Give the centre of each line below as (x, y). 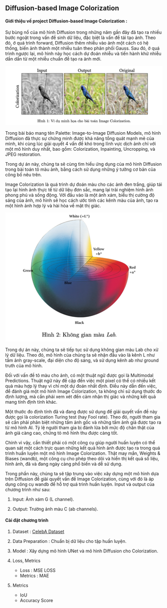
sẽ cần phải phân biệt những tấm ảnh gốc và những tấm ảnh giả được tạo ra (83, 422)
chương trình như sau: (28, 489)
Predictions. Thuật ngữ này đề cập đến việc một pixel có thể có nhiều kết (80, 381)
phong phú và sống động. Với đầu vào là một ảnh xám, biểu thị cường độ (80, 195)
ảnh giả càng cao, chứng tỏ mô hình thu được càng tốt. (62, 433)
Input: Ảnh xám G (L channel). (43, 499)
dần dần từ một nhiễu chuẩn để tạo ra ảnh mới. (53, 59)
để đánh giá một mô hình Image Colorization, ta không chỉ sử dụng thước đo (83, 391)
